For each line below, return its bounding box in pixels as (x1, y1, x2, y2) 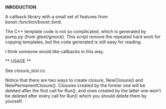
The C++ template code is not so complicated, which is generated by (5, 29, 146, 34)
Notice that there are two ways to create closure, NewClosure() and (5, 77, 143, 83)
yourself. (5, 98, 23, 104)
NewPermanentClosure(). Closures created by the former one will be (5, 82, 145, 88)
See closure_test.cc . (5, 68, 47, 73)
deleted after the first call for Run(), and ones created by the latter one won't (5, 88, 161, 93)
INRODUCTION (5, 4, 37, 10)
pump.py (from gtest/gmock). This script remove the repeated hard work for (5, 34, 161, 39)
